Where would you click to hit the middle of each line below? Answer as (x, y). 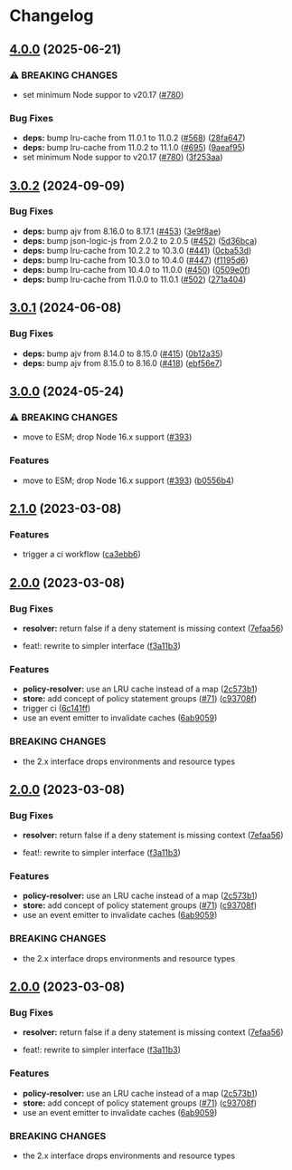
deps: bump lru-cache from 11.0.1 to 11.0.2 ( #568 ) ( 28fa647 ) (134, 138)
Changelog (52, 16)
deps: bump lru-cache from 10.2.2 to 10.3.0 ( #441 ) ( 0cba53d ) (137, 250)
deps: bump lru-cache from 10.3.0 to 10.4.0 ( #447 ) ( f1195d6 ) (135, 260)
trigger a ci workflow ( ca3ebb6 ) (82, 555)
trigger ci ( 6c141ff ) (57, 709)
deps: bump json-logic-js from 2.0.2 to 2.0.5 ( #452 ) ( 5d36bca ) (140, 240)
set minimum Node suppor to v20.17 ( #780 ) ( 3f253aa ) (122, 157)
